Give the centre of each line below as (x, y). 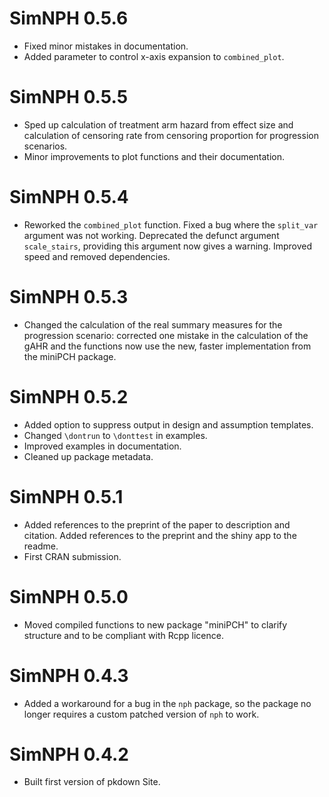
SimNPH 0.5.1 (66, 496)
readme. (41, 546)
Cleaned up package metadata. (88, 456)
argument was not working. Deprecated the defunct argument (151, 235)
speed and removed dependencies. (97, 256)
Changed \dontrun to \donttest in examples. (115, 435)
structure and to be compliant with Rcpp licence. (123, 635)
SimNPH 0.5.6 (69, 18)
